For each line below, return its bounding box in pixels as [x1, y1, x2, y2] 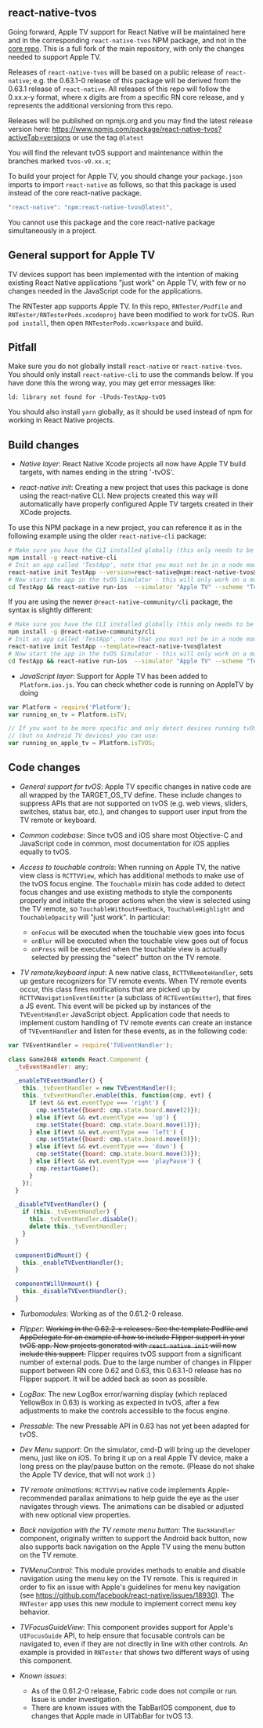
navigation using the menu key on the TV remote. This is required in [19, 1573, 238, 1583]
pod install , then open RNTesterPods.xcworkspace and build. [8, 318, 204, 327]
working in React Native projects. [8, 415, 115, 425]
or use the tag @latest [72, 133, 144, 142]
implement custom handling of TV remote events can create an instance [19, 1017, 253, 1027]
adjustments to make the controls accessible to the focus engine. [19, 1405, 230, 1416]
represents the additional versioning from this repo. [8, 100, 174, 110]
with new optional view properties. [19, 1510, 131, 1519]
